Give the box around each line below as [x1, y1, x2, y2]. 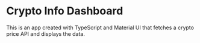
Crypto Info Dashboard [6, 4, 123, 18]
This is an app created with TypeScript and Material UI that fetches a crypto [6, 24, 195, 31]
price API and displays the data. [6, 30, 86, 37]
